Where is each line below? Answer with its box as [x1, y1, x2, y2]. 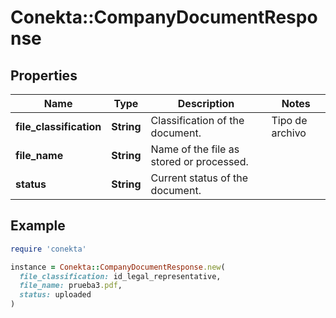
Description [177, 97, 235, 110]
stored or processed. [150, 155, 249, 168]
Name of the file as [150, 142, 240, 156]
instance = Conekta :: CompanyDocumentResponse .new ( [10, 262, 226, 272]
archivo [271, 126, 307, 140]
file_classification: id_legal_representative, [19, 271, 222, 281]
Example [10, 217, 66, 235]
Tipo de [271, 114, 308, 127]
